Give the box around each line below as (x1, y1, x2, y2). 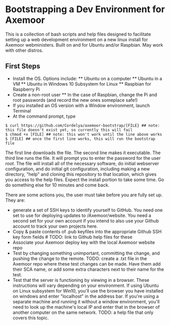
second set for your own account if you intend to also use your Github (12, 218, 159, 224)
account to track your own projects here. (12, 223, 98, 229)
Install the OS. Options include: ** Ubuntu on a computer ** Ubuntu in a (12, 75, 162, 82)
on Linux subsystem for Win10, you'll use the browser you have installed (12, 287, 163, 294)
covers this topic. (12, 314, 49, 320)
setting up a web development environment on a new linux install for (5, 37, 148, 43)
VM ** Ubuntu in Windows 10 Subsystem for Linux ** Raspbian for (12, 81, 151, 87)
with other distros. (5, 47, 44, 53)
